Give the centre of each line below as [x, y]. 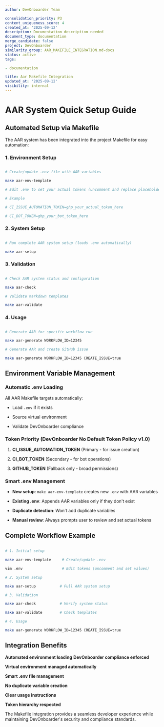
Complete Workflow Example [50, 535]
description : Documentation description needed [54, 32]
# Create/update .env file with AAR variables [53, 172]
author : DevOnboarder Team [32, 10]
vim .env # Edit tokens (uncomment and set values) [77, 568]
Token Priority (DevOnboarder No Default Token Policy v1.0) [78, 439]
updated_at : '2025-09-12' [31, 81]
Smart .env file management [35, 676]
